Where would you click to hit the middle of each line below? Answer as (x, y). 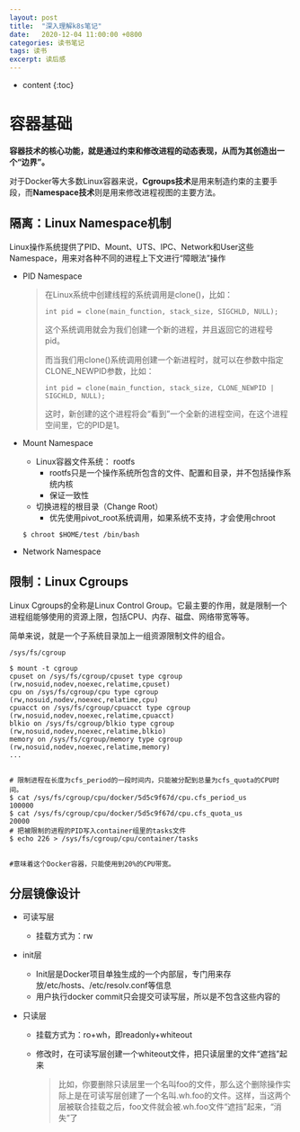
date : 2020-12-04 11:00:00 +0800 (76, 34)
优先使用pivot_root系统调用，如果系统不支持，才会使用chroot (162, 517)
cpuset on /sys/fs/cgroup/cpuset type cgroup (96, 676)
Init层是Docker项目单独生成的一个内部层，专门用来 (129, 974)
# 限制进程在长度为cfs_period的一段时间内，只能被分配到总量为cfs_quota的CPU (141, 780)
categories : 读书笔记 (47, 43)
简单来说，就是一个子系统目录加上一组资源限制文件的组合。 (119, 636)
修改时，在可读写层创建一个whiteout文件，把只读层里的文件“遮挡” (158, 1054)
